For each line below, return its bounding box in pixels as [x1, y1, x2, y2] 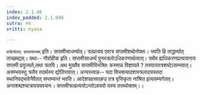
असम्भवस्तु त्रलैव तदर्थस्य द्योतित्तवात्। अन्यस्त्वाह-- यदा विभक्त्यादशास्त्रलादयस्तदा [6, 68, 163, 76]
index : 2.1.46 [6, 9, 43, 15]
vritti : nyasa [6, 26, 43, 32]
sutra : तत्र [6, 20, 31, 26]
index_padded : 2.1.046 [6, 15, 64, 21]
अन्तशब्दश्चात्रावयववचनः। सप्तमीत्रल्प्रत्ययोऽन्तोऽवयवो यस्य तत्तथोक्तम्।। [6, 82, 145, 90]
